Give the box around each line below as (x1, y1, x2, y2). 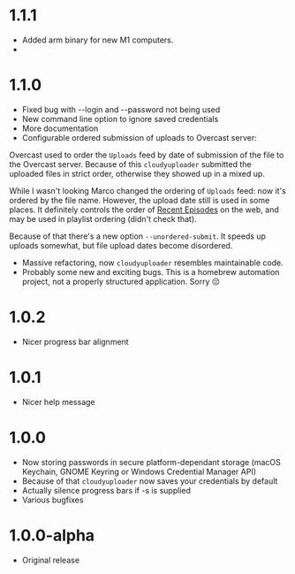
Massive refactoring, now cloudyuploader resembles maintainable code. (21, 257, 284, 268)
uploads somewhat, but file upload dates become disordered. (9, 240, 233, 250)
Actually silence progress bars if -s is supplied (21, 485, 192, 495)
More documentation (21, 123, 99, 134)
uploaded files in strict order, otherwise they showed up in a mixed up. (9, 168, 265, 179)
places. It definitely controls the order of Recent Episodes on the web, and (9, 204, 280, 215)
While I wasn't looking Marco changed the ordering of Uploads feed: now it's (9, 185, 287, 195)
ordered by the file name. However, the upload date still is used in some (9, 195, 270, 205)
